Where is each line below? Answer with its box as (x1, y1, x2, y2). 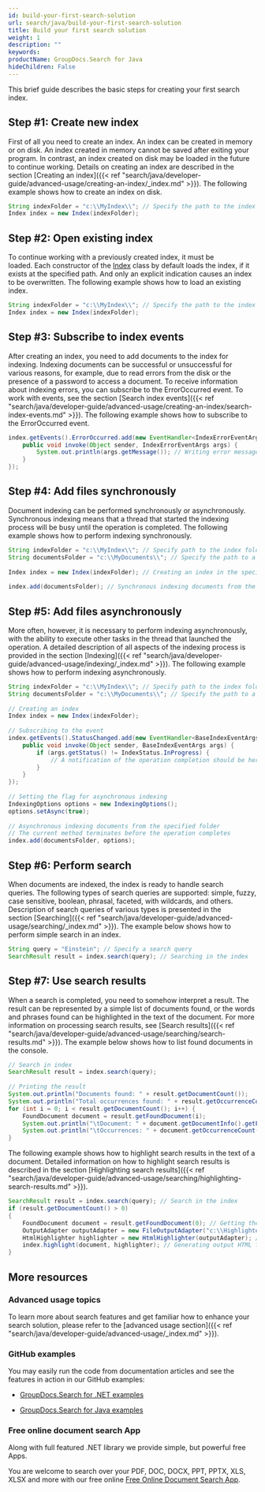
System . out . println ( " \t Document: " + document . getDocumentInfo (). (22, 1120, 245, 1127)
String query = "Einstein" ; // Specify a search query (8, 945, 192, 953)
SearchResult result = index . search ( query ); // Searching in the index (8, 952, 248, 960)
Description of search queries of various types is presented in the (8, 905, 222, 914)
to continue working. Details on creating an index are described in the (8, 162, 235, 171)
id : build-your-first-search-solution (8, 11, 136, 20)
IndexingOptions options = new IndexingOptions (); (8, 800, 178, 808)
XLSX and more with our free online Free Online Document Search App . (8, 1475, 241, 1484)
